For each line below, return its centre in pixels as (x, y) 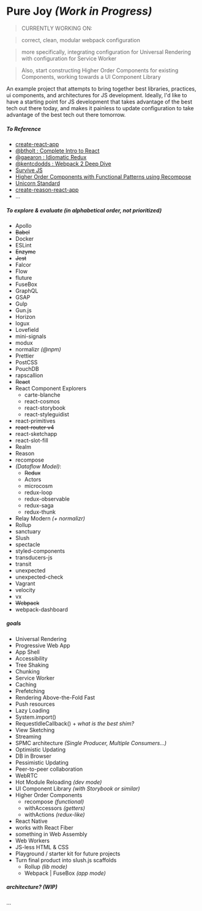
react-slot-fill (32, 440)
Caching (26, 684)
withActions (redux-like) (54, 814)
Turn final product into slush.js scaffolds (66, 860)
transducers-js (34, 557)
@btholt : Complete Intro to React (57, 151)
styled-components (40, 551)
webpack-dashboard (42, 609)
